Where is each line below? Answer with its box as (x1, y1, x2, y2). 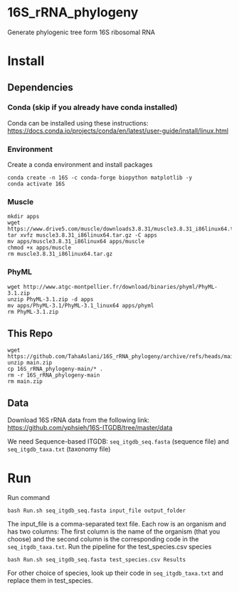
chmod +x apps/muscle (7, 244, 72, 252)
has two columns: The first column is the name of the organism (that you (7, 527, 221, 536)
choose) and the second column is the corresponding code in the (7, 535, 199, 543)
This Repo (7, 327, 53, 340)
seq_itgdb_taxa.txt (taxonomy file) (7, 445, 111, 454)
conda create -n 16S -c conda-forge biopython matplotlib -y (7, 174, 193, 182)
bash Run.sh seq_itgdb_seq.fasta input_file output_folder (7, 507, 186, 514)
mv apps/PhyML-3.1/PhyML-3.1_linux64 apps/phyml (7, 302, 154, 309)
